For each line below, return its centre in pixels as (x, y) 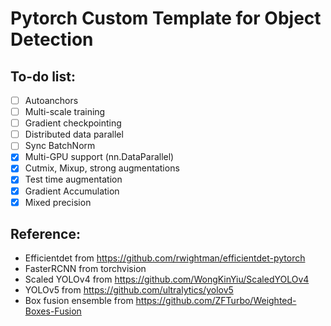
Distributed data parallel (74, 134)
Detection (52, 39)
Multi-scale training (65, 112)
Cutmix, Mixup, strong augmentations (102, 168)
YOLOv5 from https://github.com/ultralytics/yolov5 (129, 290)
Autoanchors (51, 100)
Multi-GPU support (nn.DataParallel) (99, 157)
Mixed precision (58, 202)
